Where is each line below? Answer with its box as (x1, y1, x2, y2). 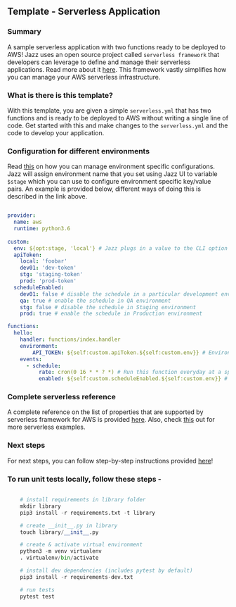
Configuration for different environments (7, 146, 150, 156)
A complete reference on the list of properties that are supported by (7, 408, 204, 416)
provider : (7, 212, 37, 219)
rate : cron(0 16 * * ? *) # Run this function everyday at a (38, 369, 221, 376)
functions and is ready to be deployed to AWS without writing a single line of (7, 113, 229, 122)
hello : (13, 330, 33, 337)
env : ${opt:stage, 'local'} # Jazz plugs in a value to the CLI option (13, 244, 228, 252)
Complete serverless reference (7, 392, 116, 402)
